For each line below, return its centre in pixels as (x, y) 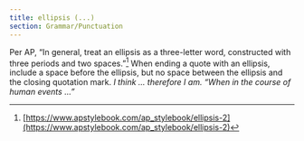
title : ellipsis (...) (52, 18)
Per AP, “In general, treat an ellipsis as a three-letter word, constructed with (150, 52)
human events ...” (42, 92)
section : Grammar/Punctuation (66, 26)
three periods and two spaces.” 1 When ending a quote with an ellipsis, (140, 62)
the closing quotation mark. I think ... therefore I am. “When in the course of (150, 82)
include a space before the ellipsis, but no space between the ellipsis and (146, 72)
